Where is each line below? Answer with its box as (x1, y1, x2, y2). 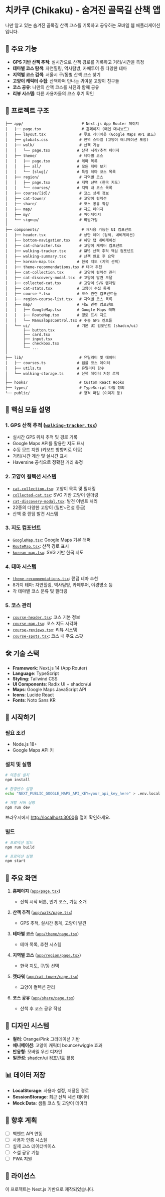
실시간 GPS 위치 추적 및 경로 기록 (12, 434, 78, 440)
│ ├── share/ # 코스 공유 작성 (5, 201, 109, 206)
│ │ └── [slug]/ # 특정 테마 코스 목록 (5, 169, 116, 174)
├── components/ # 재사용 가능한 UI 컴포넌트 (5, 227, 132, 232)
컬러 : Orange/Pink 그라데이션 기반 (12, 1036, 80, 1042)
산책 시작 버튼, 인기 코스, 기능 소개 (20, 899, 87, 905)
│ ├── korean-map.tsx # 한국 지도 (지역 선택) (5, 259, 120, 264)
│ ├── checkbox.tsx (5, 340, 59, 346)
